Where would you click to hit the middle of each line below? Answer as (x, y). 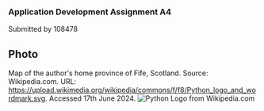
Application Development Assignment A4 (90, 12)
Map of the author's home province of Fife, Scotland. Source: (108, 73)
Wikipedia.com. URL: (42, 82)
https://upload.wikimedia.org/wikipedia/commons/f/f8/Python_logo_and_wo (132, 90)
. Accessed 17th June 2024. (90, 98)
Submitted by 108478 (43, 29)
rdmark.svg (27, 98)
